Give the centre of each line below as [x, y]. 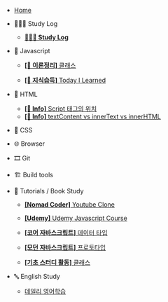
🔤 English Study [37, 276]
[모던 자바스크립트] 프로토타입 [65, 247]
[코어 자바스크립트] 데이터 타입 [66, 233]
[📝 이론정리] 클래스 [50, 65]
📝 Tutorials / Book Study [49, 191]
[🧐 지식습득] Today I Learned [65, 80]
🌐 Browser [29, 144]
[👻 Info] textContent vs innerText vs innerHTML [92, 116]
